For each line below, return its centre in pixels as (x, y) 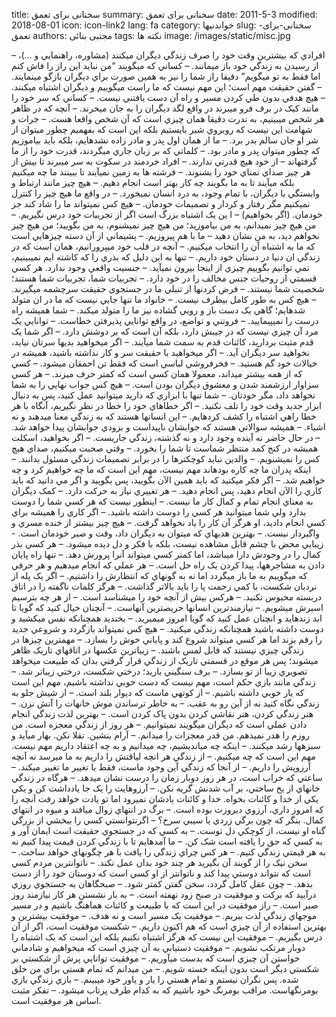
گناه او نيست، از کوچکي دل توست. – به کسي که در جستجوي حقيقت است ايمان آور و (168, 830)
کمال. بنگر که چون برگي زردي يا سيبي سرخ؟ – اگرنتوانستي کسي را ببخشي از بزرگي (167, 820)
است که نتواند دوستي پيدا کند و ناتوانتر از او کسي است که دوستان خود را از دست (161, 873)
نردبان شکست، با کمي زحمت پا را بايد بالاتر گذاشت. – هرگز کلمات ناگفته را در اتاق (164, 586)
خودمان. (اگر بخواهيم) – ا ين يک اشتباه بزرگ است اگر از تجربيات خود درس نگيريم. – (167, 214)
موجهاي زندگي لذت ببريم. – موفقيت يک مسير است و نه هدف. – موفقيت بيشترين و (164, 915)
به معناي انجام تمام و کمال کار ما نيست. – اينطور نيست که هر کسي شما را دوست (162, 501)
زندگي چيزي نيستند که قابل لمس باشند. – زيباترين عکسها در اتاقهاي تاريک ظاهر (157, 650)
